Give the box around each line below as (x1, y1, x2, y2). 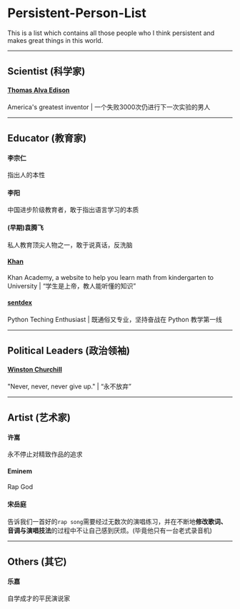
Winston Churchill (7, 365, 62, 373)
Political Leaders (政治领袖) (7, 345, 131, 357)
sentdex (7, 298, 32, 307)
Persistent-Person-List (7, 5, 146, 21)
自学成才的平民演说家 (7, 594, 70, 603)
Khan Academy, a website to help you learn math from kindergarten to (7, 273, 214, 281)
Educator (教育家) (7, 132, 87, 144)
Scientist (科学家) (7, 66, 86, 78)
